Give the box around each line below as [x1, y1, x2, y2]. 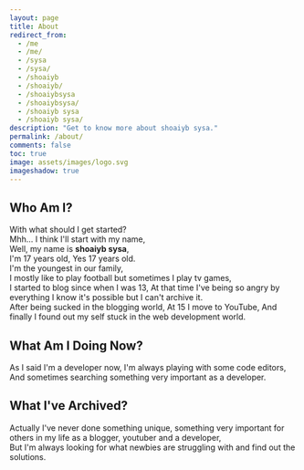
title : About [9, 22, 59, 31]
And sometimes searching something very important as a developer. [9, 371, 267, 382]
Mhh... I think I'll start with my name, [9, 234, 146, 245]
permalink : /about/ [9, 132, 84, 141]
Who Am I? [9, 200, 73, 215]
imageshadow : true [9, 166, 79, 175]
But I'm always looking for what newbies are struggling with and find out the [9, 442, 296, 453]
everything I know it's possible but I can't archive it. [9, 292, 204, 303]
